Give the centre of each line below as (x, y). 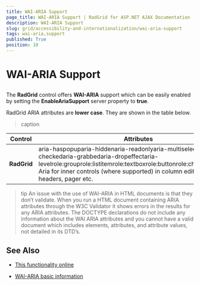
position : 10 (22, 45)
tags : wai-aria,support (36, 34)
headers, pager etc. (66, 179)
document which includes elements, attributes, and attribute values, (104, 225)
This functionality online (44, 265)
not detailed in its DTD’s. (51, 232)
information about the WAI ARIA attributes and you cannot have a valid (107, 219)
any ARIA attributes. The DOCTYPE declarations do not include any (103, 213)
